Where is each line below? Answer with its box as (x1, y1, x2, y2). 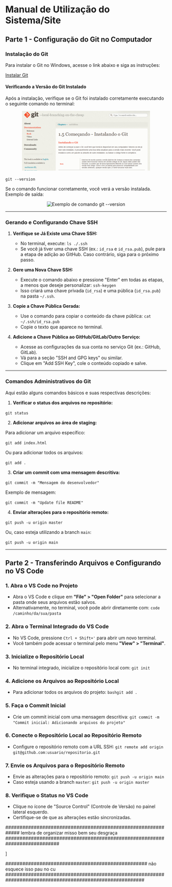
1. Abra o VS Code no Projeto (5, 582, 78, 589)
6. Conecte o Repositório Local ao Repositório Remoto (5, 732, 142, 739)
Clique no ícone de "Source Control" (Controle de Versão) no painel (12, 803, 156, 810)
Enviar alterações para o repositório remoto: (12, 509, 109, 515)
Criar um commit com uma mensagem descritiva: (12, 469, 120, 475)
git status (5, 410, 29, 416)
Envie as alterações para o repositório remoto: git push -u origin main (12, 773, 165, 780)
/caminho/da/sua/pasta (12, 611, 61, 616)
